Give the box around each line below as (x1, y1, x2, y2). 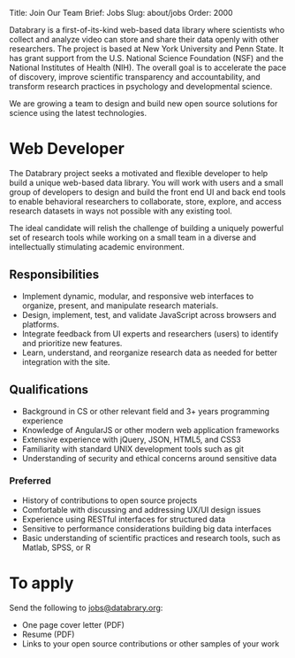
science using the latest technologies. (9, 108, 147, 118)
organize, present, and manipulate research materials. (21, 300, 219, 311)
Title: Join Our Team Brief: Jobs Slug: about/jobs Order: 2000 (9, 8, 233, 18)
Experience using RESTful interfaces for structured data (21, 514, 226, 524)
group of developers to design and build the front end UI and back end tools (9, 186, 286, 197)
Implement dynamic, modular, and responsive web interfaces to (21, 290, 254, 301)
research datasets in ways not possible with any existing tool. (9, 205, 232, 216)
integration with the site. (21, 356, 110, 367)
